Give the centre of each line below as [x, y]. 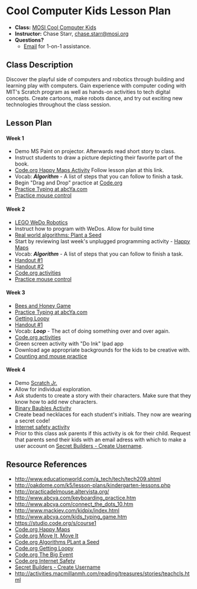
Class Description [40, 65]
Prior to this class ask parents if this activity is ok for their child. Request [103, 433]
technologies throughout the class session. [59, 104]
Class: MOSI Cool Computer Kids [55, 27]
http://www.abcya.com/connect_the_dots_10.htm [74, 504]
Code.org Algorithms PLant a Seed [57, 542]
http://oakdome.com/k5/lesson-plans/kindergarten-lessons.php [93, 485]
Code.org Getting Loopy [44, 548]
